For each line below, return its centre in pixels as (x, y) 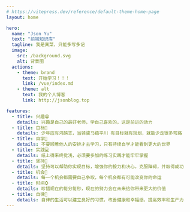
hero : (13, 28)
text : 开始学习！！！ (46, 78)
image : (20, 50)
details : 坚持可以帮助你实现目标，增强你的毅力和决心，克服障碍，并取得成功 (100, 167)
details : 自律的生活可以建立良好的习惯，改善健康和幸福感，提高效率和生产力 (100, 200)
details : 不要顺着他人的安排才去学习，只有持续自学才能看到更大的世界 (94, 145)
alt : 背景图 (31, 61)
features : (19, 111)
